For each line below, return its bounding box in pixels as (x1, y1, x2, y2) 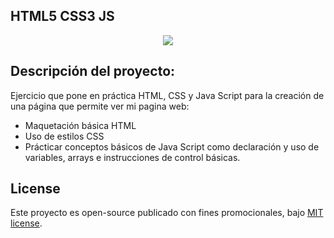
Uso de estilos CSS (24, 130, 105, 142)
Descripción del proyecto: (10, 63, 176, 80)
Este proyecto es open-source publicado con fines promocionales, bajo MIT (10, 207, 324, 219)
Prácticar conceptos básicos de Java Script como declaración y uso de (24, 140, 320, 153)
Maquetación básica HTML (24, 119, 137, 131)
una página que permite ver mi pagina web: (10, 100, 190, 112)
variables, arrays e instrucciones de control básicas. (24, 151, 241, 163)
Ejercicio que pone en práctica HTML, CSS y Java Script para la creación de (10, 89, 325, 101)
